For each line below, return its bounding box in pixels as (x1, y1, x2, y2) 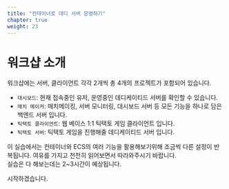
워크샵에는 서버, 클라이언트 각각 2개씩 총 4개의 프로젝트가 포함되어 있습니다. (7, 79, 212, 87)
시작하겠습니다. (7, 175, 48, 183)
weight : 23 (7, 23, 39, 30)
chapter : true (7, 17, 48, 23)
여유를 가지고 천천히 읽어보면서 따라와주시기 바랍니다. (32, 151, 177, 159)
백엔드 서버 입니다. (17, 111, 68, 119)
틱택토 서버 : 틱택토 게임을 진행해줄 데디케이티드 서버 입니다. (17, 128, 175, 137)
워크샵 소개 (7, 54, 66, 70)
